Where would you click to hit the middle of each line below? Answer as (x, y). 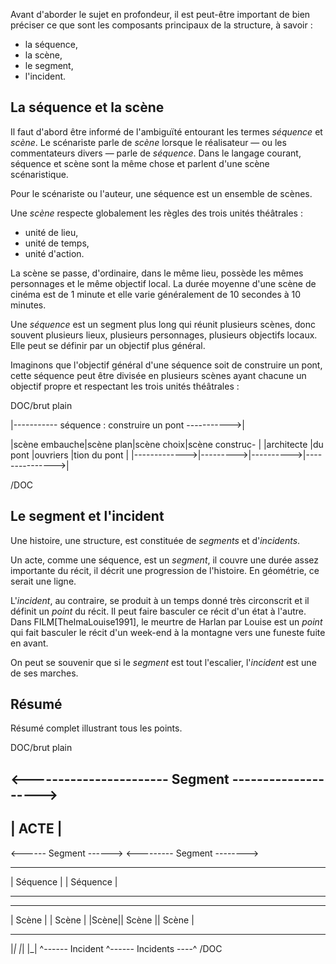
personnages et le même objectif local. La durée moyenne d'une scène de (163, 283)
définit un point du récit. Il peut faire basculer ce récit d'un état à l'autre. (158, 611)
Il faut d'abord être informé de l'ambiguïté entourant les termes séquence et (166, 131)
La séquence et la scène (87, 107)
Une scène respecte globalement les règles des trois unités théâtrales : (156, 213)
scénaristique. (39, 174)
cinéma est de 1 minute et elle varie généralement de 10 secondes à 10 (156, 294)
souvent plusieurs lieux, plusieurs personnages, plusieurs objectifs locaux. (164, 335)
